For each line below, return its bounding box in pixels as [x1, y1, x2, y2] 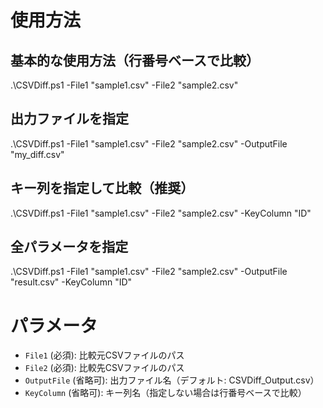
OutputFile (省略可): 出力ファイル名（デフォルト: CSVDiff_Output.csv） [24, 374, 320, 386]
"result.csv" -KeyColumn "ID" [10, 276, 133, 288]
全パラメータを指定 [10, 239, 129, 256]
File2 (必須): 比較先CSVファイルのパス [24, 362, 185, 374]
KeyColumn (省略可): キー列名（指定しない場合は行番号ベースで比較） [24, 387, 307, 399]
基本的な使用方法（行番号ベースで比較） [10, 52, 260, 69]
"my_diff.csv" [10, 148, 65, 160]
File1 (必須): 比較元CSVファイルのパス [24, 349, 185, 361]
